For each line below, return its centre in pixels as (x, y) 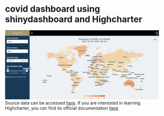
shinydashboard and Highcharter (74, 19)
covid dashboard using (52, 9)
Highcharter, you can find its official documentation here (62, 108)
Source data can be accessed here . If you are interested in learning (73, 103)
